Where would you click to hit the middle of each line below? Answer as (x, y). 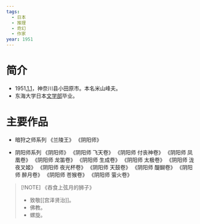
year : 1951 (20, 39)
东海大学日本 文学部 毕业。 (46, 95)
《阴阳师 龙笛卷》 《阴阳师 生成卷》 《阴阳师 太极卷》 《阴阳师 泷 (113, 160)
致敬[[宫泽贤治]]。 (52, 200)
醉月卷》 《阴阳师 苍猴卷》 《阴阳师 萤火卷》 (77, 175)
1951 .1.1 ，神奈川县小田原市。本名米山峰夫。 (68, 88)
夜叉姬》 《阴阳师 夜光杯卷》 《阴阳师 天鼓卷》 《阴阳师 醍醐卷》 (95, 167)
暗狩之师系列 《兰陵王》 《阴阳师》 (58, 139)
